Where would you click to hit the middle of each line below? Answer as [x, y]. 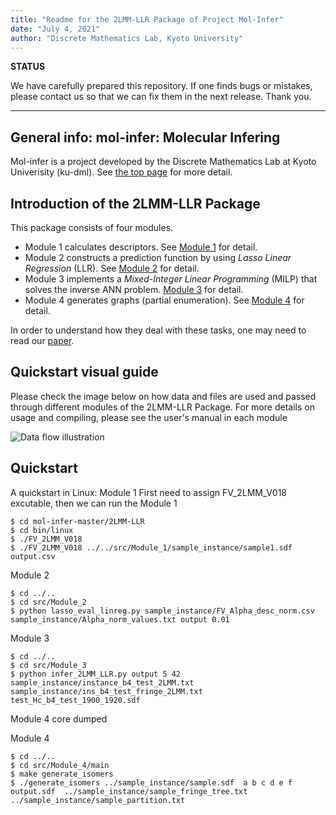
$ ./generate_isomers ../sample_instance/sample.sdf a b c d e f [151, 782]
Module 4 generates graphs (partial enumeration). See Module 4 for [164, 300]
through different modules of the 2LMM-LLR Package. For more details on [162, 407]
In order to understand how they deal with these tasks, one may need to [158, 330]
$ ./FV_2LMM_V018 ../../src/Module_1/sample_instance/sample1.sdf [151, 547]
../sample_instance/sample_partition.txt [98, 800]
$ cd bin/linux [42, 530]
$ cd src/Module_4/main [60, 765]
